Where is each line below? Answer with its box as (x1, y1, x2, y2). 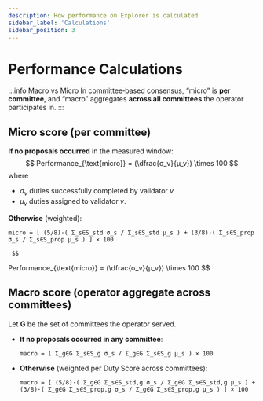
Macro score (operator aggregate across (8, 286, 210, 300)
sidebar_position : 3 (8, 26, 76, 34)
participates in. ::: (8, 103, 64, 112)
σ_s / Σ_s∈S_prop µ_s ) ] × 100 (8, 235, 114, 244)
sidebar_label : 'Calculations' (8, 19, 111, 27)
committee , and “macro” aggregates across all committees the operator (8, 94, 244, 104)
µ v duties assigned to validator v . (19, 196, 127, 208)
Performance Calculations (8, 60, 183, 78)
